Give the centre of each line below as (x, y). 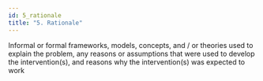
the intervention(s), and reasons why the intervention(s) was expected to (127, 62)
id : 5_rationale (35, 15)
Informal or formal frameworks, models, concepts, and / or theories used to (131, 45)
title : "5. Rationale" (45, 23)
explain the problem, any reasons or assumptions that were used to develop (131, 53)
